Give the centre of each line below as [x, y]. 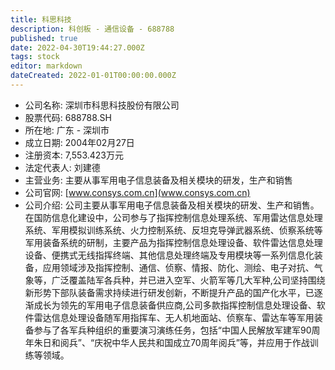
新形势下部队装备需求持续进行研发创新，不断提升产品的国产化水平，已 [169, 292]
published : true [44, 38]
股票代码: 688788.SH [68, 117]
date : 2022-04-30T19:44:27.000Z [77, 47]
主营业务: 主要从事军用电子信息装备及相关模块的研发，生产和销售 [158, 180]
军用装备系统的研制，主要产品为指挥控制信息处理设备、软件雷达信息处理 [173, 242]
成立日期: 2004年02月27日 [79, 142]
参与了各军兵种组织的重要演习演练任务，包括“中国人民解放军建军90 [172, 330]
